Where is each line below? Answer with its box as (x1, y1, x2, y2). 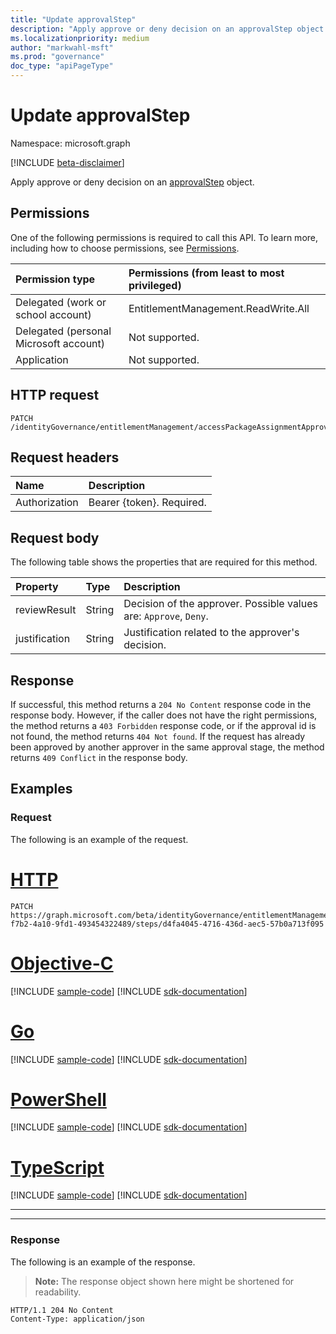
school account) (15, 307, 92, 321)
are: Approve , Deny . (123, 609, 209, 623)
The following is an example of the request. (10, 833, 189, 845)
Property (15, 580, 59, 594)
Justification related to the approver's (123, 626, 300, 640)
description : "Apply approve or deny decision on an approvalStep (10, 24, 293, 34)
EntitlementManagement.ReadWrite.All (128, 301, 310, 315)
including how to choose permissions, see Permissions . (10, 242, 240, 254)
